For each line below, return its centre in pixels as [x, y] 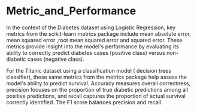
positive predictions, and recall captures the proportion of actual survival [96, 96]
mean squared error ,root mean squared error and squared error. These [94, 40]
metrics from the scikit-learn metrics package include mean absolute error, [99, 33]
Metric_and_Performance [71, 11]
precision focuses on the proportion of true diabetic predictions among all [97, 89]
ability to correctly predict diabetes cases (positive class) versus [86, 52]
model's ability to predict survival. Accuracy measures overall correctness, [98, 83]
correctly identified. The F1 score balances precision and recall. [84, 102]
